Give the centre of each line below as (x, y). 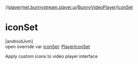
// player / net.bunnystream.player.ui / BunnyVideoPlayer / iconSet (69, 7)
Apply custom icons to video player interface (51, 56)
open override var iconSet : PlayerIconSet (48, 46)
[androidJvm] (19, 41)
